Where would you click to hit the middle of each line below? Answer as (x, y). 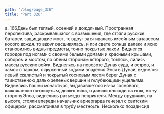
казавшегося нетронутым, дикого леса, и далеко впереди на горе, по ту (81, 91)
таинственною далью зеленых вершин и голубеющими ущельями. (75, 80)
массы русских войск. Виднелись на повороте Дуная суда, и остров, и (80, 65)
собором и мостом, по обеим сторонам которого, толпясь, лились (75, 59)
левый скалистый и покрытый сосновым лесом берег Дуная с (70, 75)
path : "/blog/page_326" (29, 10)
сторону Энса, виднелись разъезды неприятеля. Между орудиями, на (79, 95)
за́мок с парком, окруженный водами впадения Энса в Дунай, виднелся (82, 69)
